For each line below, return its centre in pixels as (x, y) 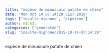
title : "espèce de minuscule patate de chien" (54, 10)
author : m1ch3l (21, 23)
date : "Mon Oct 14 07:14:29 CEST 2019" (47, 14)
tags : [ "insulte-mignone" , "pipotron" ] (47, 19)
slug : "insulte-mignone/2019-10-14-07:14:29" (53, 32)
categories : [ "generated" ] (33, 28)
